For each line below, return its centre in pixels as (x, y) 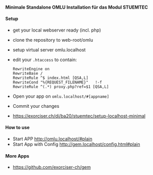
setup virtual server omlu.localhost (49, 50)
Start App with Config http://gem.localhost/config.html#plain (76, 144)
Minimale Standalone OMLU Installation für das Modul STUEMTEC (77, 7)
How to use (17, 128)
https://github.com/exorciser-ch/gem (52, 167)
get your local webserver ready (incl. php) (57, 30)
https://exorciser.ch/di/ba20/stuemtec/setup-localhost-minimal (79, 116)
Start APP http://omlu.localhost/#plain (53, 139)
